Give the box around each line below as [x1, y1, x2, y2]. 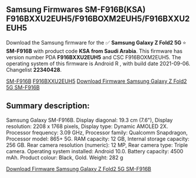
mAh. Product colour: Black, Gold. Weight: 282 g [6, 154, 123, 161]
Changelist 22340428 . [6, 66, 62, 73]
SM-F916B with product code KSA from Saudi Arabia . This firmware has [6, 47, 183, 55]
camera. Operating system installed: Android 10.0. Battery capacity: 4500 [6, 147, 184, 155]
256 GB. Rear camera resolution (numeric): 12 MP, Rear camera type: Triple [6, 141, 188, 149]
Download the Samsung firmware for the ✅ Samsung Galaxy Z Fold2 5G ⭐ [6, 39, 187, 46]
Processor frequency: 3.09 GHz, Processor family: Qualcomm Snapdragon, [6, 129, 188, 136]
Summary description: [6, 101, 90, 111]
